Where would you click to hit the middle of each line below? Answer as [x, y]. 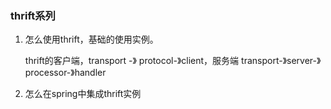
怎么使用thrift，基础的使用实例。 [91, 39]
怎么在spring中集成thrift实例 [83, 94]
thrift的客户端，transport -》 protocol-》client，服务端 [132, 61]
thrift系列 [33, 15]
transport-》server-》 [281, 61]
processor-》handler [65, 73]
